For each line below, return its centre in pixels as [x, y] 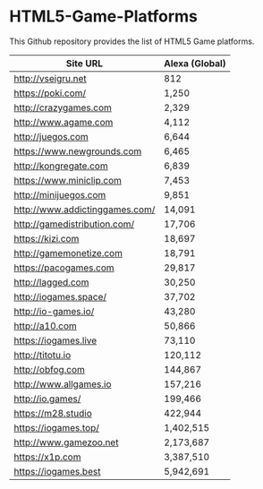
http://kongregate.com [61, 166]
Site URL [85, 63]
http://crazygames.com [63, 107]
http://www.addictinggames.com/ [85, 210]
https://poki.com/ [50, 93]
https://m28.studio [53, 413]
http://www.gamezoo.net [66, 442]
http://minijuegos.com [60, 194]
